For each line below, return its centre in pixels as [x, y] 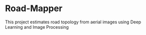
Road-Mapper [34, 9]
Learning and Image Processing [37, 27]
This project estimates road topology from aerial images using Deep [73, 22]
